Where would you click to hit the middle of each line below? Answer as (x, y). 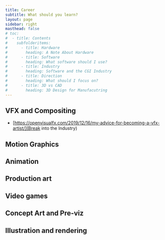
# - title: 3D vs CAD (34, 85)
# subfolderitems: (28, 43)
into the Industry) (59, 128)
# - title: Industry (32, 66)
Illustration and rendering (46, 231)
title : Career (20, 10)
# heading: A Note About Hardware (50, 52)
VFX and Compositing (40, 110)
